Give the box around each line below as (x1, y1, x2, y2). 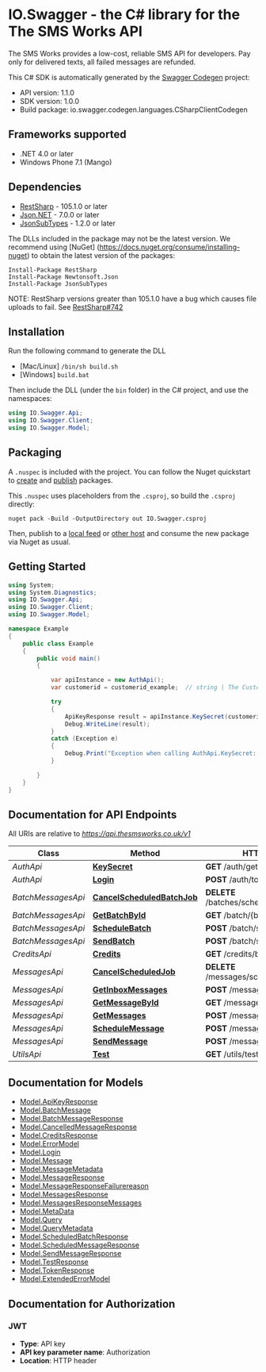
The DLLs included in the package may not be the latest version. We (8, 233, 231, 243)
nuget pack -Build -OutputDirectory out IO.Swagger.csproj (8, 514, 207, 522)
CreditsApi (12, 949, 51, 960)
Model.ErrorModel (19, 1139, 79, 1149)
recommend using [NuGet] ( (8, 242, 101, 252)
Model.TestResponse (19, 1257, 89, 1267)
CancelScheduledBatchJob (92, 892, 198, 903)
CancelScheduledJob (92, 966, 176, 977)
